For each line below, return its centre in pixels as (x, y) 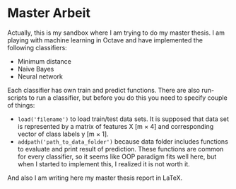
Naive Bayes (36, 69)
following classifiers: (37, 47)
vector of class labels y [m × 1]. (63, 134)
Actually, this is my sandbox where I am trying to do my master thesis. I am (116, 33)
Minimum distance (45, 61)
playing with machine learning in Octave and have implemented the (105, 40)
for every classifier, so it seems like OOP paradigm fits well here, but (117, 156)
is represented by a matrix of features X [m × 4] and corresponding (116, 126)
